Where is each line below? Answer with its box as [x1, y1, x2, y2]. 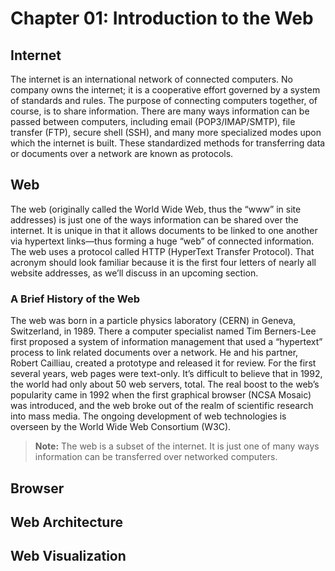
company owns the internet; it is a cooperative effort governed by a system [10, 84, 321, 96]
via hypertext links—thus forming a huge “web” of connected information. [10, 235, 315, 247]
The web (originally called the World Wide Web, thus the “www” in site [10, 203, 302, 215]
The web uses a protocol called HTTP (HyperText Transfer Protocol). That [10, 245, 315, 257]
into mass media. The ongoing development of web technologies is [10, 410, 287, 422]
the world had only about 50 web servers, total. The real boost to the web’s [10, 378, 320, 391]
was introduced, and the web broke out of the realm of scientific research [10, 400, 314, 412]
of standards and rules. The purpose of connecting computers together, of [10, 95, 318, 106]
